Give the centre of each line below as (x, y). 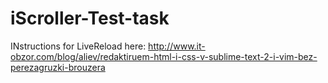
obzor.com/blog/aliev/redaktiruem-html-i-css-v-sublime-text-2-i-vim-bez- (164, 56)
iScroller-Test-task (90, 18)
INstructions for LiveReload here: (78, 46)
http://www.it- (177, 46)
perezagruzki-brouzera (58, 67)
